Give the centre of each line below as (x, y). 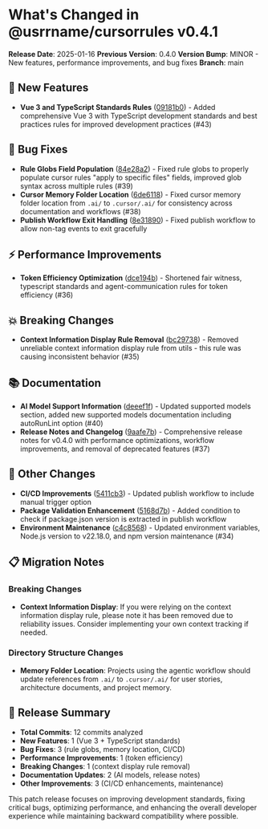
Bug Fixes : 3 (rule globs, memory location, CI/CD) (103, 749)
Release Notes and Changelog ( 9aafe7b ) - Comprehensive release (131, 432)
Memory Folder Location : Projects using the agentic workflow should (135, 670)
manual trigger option (56, 502)
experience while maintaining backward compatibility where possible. (124, 815)
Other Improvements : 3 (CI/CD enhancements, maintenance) (122, 783)
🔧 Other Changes (52, 474)
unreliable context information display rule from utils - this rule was (130, 348)
